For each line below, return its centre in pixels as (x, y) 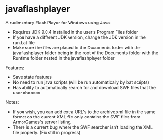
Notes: (12, 102)
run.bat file (23, 42)
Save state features (32, 77)
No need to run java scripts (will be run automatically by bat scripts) (81, 82)
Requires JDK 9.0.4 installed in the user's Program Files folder (75, 32)
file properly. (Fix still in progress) (47, 132)
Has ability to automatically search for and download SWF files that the (84, 87)
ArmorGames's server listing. (42, 122)
